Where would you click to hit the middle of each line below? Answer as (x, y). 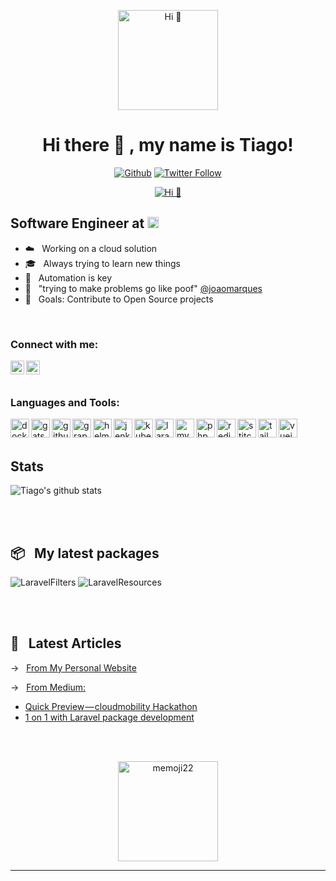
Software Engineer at (77, 223)
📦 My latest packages (85, 553)
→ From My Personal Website (73, 667)
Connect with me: (54, 344)
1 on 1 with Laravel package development (109, 717)
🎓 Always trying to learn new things (103, 263)
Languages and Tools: (65, 402)
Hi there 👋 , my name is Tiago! (168, 145)
